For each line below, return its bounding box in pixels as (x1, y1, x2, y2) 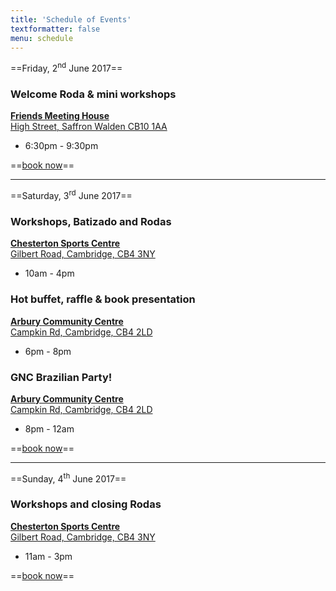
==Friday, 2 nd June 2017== (10, 61, 123, 75)
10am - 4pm (24, 267, 75, 280)
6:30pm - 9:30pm (24, 140, 99, 152)
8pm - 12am (24, 422, 75, 435)
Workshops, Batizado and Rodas (10, 214, 172, 228)
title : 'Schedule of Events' (10, 14, 132, 25)
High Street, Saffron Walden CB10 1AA (10, 121, 168, 133)
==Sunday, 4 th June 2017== (10, 471, 127, 485)
